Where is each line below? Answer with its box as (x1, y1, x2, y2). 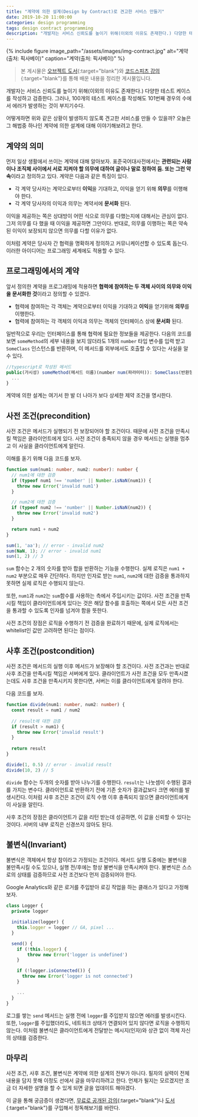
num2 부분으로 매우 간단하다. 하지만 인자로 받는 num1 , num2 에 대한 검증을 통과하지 (6, 572, 190, 579)
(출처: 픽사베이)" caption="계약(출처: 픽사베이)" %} (6, 55, 126, 62)
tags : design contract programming (6, 25, 94, 31)
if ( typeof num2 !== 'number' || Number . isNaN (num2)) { (11, 505, 151, 511)
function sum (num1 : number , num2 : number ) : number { (6, 467, 138, 473)
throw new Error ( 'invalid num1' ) (16, 483, 99, 489)
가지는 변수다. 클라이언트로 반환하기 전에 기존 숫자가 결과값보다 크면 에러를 (12, 786, 184, 793)
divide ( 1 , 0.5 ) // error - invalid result (6, 762, 112, 767)
